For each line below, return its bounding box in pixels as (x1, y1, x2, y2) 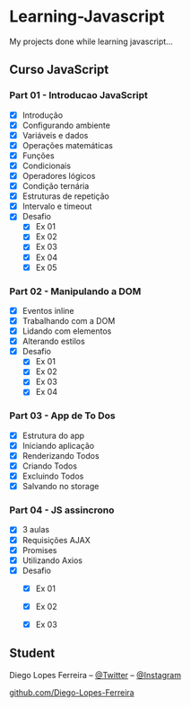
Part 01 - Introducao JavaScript (9, 89, 148, 102)
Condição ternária (22, 181, 90, 192)
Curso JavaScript (9, 62, 109, 77)
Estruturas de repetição (22, 191, 109, 201)
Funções (22, 150, 56, 161)
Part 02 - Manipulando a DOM (9, 285, 142, 298)
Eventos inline (22, 305, 74, 316)
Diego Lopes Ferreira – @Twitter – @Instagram (9, 669, 182, 680)
